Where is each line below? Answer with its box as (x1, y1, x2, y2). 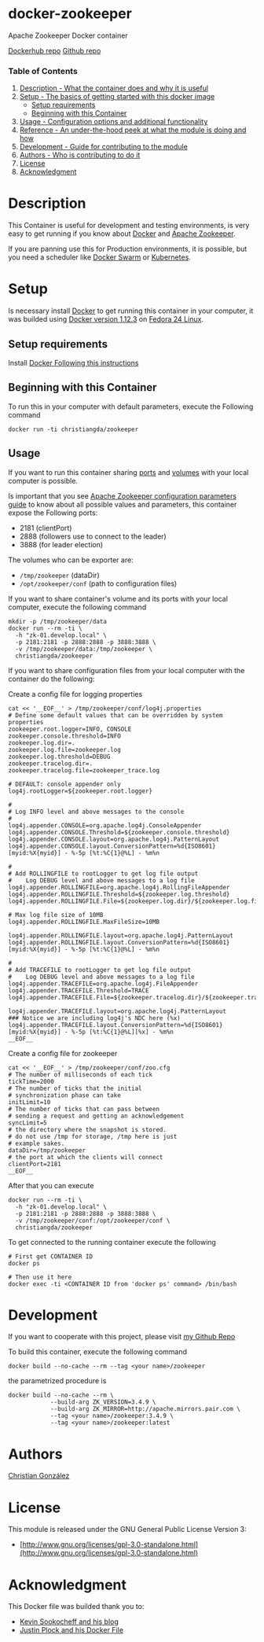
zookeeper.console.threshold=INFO (8, 732, 122, 740)
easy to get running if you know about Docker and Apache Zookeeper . (8, 229, 236, 238)
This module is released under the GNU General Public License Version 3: (8, 1525, 247, 1534)
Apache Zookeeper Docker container (8, 31, 128, 40)
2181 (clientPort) (19, 523, 72, 532)
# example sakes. (8, 1139, 65, 1147)
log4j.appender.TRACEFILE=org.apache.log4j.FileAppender (8, 980, 199, 988)
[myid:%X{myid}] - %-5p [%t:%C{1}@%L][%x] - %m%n (8, 1028, 174, 1036)
